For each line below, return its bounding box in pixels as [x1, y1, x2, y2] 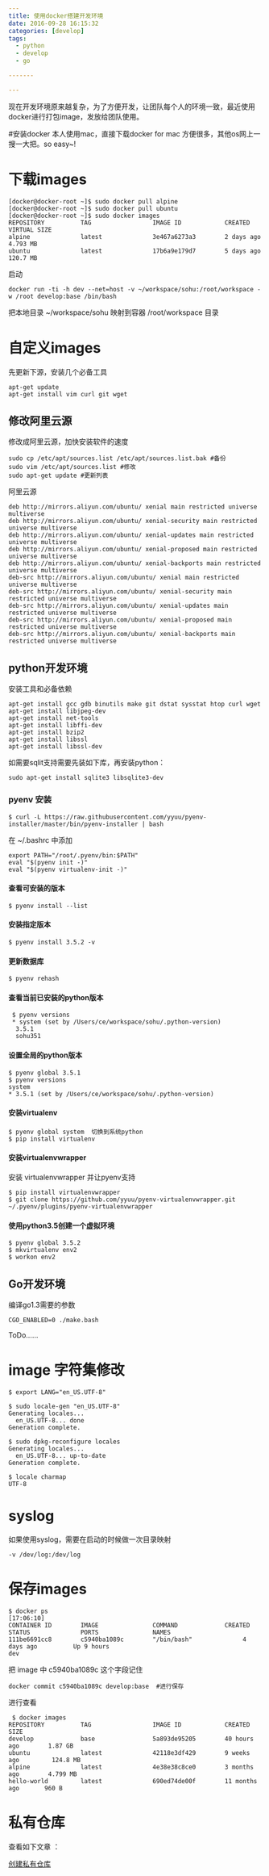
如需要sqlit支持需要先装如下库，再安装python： [8, 758, 166, 768]
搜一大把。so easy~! [8, 139, 77, 149]
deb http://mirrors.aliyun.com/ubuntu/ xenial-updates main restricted [8, 531, 254, 539]
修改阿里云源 [8, 414, 72, 428]
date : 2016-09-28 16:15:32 [8, 19, 99, 27]
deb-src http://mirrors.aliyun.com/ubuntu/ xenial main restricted [8, 574, 240, 582]
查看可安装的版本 [8, 883, 65, 893]
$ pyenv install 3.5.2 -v [8, 938, 95, 946]
